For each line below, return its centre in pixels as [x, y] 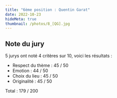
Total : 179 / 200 [22, 91]
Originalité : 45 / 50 [32, 81]
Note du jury [25, 44]
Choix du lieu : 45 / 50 [35, 76]
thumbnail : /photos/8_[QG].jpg [38, 24]
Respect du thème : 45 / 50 [40, 66]
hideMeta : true [21, 19]
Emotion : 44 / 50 [30, 71]
